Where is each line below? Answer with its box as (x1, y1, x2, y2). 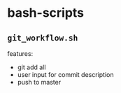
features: (7, 50, 34, 57)
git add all (17, 63, 46, 71)
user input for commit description (17, 71, 114, 78)
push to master (17, 78, 62, 86)
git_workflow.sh (7, 33, 78, 43)
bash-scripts (7, 5, 85, 21)
